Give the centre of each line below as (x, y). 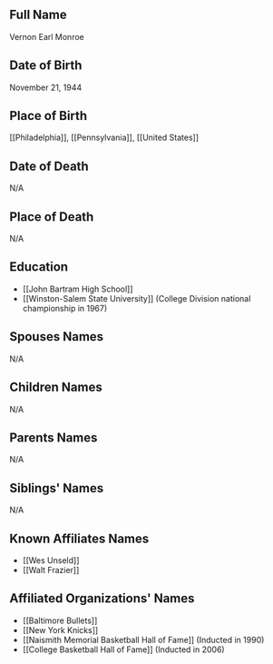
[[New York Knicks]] (60, 629)
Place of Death (52, 217)
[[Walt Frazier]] (51, 570)
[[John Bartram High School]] (78, 289)
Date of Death (49, 166)
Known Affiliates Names (79, 538)
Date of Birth (46, 66)
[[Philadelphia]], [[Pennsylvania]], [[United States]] (104, 138)
